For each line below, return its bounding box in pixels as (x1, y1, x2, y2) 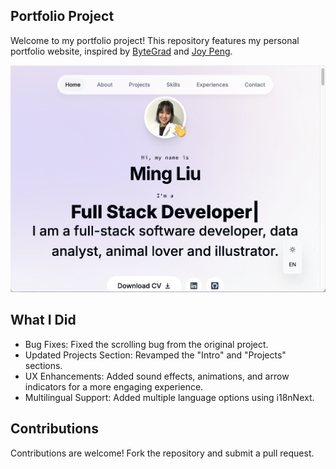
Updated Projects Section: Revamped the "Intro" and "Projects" (24, 349, 287, 361)
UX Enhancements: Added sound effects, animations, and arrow (24, 370, 290, 382)
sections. (24, 359, 63, 371)
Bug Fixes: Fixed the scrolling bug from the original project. (24, 338, 269, 350)
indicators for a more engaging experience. (24, 380, 204, 393)
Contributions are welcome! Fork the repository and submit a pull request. (10, 447, 315, 459)
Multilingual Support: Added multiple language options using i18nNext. (24, 391, 315, 403)
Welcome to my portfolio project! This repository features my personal (10, 34, 300, 46)
